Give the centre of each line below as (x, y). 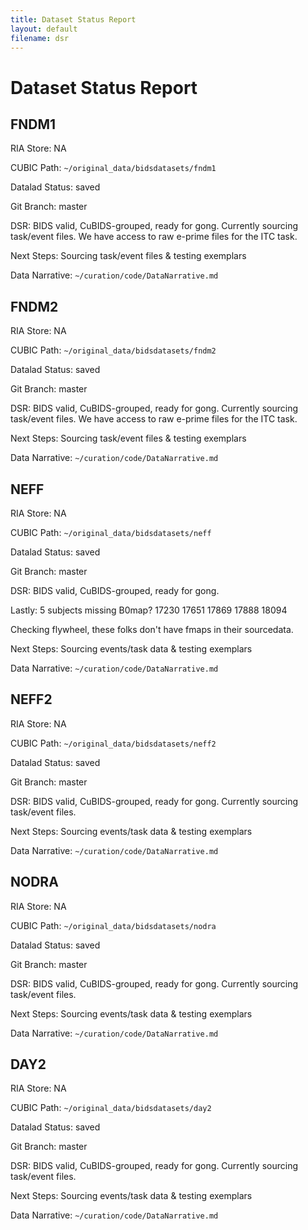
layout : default (44, 29)
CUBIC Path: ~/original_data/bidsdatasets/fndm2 (113, 350)
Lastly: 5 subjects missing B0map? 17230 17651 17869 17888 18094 (149, 610)
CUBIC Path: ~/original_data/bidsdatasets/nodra (113, 925)
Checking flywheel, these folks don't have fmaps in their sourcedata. (152, 629)
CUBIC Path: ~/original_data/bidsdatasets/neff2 (113, 743)
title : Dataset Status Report (73, 19)
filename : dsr (40, 38)
